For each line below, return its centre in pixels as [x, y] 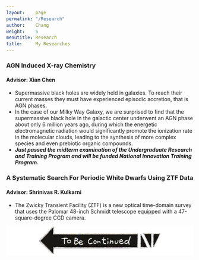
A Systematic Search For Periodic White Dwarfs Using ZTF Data [100, 178]
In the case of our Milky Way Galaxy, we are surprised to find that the [99, 112]
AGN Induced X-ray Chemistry [51, 65]
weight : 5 [22, 32]
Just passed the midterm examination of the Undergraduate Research [103, 150]
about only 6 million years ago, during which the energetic [86, 124]
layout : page [26, 12]
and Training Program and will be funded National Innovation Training [103, 156]
